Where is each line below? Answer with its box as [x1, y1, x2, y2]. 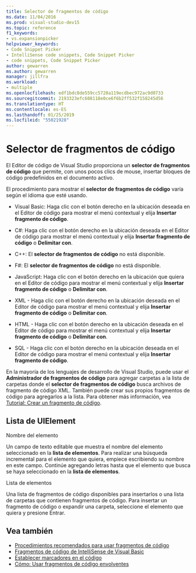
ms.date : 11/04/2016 [6, 14, 57, 20]
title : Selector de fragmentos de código [6, 8, 109, 15]
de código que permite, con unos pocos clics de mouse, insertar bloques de [6, 168, 191, 175]
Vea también [6, 526, 53, 536]
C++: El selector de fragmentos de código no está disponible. [14, 251, 166, 258]
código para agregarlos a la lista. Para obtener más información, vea [6, 393, 171, 401]
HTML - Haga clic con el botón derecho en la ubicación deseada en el [14, 321, 184, 328]
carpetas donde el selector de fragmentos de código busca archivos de [6, 381, 181, 388]
